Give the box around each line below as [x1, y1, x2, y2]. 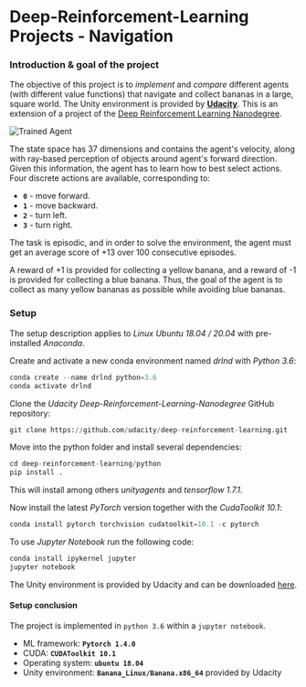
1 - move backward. [22, 200, 99, 211]
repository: [9, 407, 51, 418]
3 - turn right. [22, 219, 73, 230]
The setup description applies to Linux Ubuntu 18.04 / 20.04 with [9, 327, 254, 339]
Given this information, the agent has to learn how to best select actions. [9, 163, 283, 174]
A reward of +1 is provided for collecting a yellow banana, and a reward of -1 [9, 265, 297, 276]
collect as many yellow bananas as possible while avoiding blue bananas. [9, 284, 286, 295]
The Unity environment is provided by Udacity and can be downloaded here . [9, 578, 298, 590]
